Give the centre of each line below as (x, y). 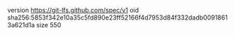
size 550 (49, 25)
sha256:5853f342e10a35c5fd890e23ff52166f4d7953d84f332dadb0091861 (117, 17)
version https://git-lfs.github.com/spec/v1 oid (73, 10)
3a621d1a (21, 25)
